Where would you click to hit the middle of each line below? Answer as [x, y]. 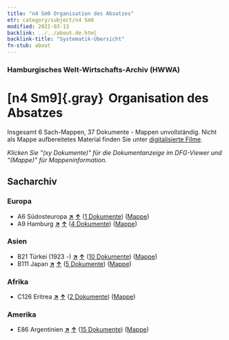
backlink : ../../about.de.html [52, 33]
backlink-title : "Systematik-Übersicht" [66, 39]
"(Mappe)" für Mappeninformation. [57, 160]
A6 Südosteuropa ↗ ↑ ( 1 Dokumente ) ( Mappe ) [83, 216]
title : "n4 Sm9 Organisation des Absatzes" [71, 13]
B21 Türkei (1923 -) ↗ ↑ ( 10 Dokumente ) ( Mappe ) [87, 257]
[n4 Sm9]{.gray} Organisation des [108, 98]
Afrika [18, 281]
